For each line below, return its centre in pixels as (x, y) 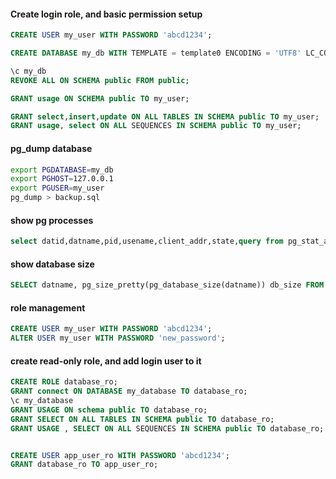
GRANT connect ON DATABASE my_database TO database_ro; (129, 391)
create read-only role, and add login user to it (106, 361)
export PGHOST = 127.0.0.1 (62, 179)
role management (48, 307)
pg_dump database (51, 148)
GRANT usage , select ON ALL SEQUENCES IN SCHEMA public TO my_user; (156, 126)
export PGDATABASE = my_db (62, 170)
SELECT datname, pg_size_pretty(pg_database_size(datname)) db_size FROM (167, 285)
